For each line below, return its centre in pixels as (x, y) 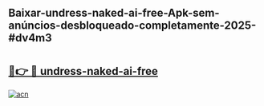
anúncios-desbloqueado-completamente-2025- (132, 26)
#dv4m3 (30, 38)
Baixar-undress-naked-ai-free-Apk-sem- (114, 13)
